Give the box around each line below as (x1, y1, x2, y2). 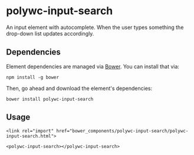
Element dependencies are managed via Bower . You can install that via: (6, 63, 180, 70)
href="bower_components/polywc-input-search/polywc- (56, 128, 189, 134)
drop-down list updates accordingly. (6, 30, 94, 37)
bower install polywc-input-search (6, 96, 94, 102)
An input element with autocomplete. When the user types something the (6, 24, 184, 31)
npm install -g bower (6, 74, 60, 80)
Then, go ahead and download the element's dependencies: (6, 85, 153, 92)
